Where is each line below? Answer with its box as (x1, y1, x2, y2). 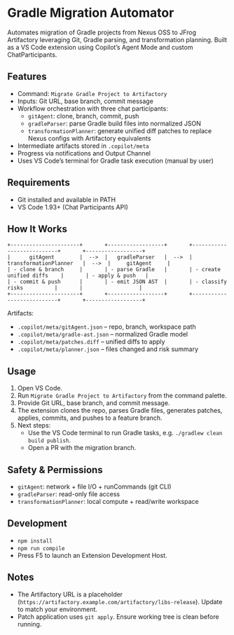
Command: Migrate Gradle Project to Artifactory (17, 89, 167, 97)
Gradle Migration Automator (7, 5, 174, 21)
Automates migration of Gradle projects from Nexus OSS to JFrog (7, 28, 196, 36)
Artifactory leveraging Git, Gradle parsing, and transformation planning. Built (7, 35, 228, 43)
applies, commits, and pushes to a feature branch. (17, 414, 163, 422)
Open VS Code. (17, 384, 63, 392)
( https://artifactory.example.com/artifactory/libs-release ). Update (17, 597, 223, 606)
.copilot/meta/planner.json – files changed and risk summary (17, 345, 198, 353)
